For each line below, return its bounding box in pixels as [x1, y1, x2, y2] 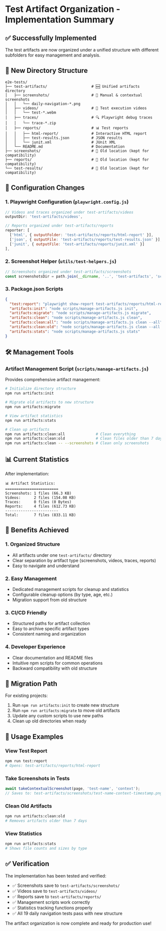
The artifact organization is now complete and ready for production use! [5, 920, 152, 926]
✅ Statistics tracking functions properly [12, 905, 93, 911]
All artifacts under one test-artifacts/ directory [12, 552, 112, 558]
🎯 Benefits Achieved [5, 526, 69, 534]
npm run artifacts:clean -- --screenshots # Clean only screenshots [5, 441, 149, 446]
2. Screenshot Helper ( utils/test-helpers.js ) [5, 258, 117, 265]
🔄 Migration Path [5, 679, 58, 688]
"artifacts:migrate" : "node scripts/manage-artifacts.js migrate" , [9, 311, 152, 316]
